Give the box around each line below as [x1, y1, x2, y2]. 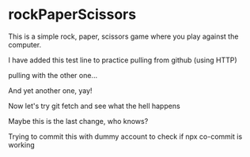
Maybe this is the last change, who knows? [8, 116, 149, 125]
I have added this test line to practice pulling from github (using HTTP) [8, 55, 237, 65]
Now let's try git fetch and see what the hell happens [8, 101, 180, 110]
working [8, 140, 36, 149]
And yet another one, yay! [8, 85, 93, 95]
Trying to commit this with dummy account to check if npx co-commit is [8, 132, 243, 141]
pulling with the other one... [8, 70, 97, 80]
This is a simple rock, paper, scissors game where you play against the [8, 32, 239, 41]
